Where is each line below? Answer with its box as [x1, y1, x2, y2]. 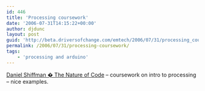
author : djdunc [6, 25, 45, 32]
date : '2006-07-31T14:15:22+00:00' [6, 20, 97, 26]
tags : [6, 49, 20, 55]
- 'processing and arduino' [17, 54, 88, 60]
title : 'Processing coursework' [6, 15, 88, 21]
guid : [6, 37, 20, 43]
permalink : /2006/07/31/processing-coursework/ [6, 43, 130, 49]
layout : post [6, 32, 40, 38]
